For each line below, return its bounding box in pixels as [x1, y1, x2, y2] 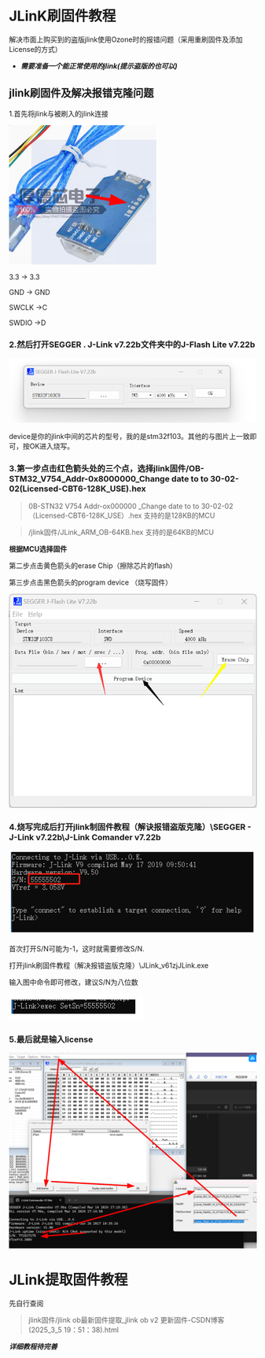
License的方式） [9, 44, 62, 54]
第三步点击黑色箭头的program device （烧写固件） [9, 578, 172, 587]
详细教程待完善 [9, 1341, 57, 1351]
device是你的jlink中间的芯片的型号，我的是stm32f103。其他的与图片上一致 [9, 432, 250, 441]
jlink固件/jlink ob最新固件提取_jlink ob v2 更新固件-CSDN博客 [28, 1315, 225, 1324]
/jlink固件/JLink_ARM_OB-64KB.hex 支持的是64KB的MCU [28, 527, 215, 537]
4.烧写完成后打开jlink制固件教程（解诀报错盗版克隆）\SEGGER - [9, 821, 252, 832]
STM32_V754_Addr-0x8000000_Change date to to [9, 474, 209, 485]
